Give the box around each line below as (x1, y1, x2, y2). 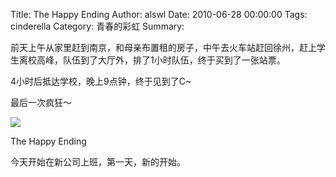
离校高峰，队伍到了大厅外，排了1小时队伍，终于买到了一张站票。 (18, 54, 286, 66)
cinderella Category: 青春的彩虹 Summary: (10, 20, 185, 32)
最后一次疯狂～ (10, 97, 72, 108)
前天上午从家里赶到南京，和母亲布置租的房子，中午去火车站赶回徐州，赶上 (10, 42, 317, 53)
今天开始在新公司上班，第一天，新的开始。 (10, 156, 186, 168)
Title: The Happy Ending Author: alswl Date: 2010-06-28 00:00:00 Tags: (10, 9, 308, 20)
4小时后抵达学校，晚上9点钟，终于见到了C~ (10, 75, 192, 87)
